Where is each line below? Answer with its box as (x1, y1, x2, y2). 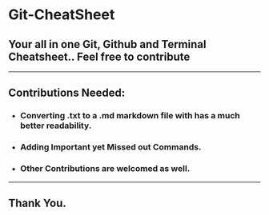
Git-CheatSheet (8, 6, 115, 24)
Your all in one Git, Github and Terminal (8, 38, 207, 51)
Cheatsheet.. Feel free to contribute (8, 50, 191, 63)
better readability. (19, 120, 92, 131)
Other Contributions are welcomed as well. (19, 163, 191, 174)
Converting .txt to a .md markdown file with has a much (19, 110, 240, 121)
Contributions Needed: (8, 86, 126, 100)
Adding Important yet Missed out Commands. (19, 141, 202, 153)
